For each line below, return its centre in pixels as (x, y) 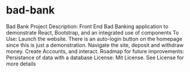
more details (21, 64)
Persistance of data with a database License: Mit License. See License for (95, 57)
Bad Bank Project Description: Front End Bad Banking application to (87, 26)
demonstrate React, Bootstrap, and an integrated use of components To (93, 32)
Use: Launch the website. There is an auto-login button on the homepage (94, 39)
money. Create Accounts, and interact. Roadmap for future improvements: (95, 51)
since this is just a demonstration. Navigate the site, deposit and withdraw (95, 45)
